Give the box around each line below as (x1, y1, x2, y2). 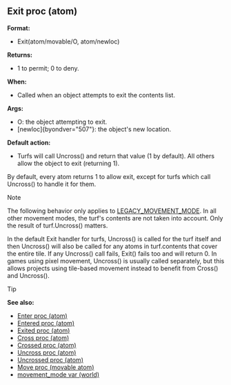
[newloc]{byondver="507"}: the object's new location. (17, 124, 172, 133)
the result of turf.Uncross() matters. (7, 221, 108, 229)
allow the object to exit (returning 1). (17, 159, 120, 167)
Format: (7, 24, 30, 32)
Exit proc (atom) (7, 6, 78, 17)
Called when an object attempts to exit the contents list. (17, 91, 176, 99)
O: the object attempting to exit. (17, 118, 108, 126)
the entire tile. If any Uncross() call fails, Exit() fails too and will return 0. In (7, 249, 217, 258)
